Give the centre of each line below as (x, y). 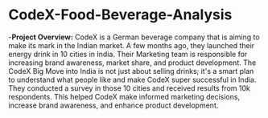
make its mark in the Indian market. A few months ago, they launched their (132, 45)
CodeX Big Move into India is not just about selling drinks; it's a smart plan (131, 71)
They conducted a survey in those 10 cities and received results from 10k (130, 88)
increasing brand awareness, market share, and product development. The (132, 63)
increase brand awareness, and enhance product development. (113, 105)
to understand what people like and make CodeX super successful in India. (132, 79)
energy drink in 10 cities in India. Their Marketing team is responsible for (128, 54)
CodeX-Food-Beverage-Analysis (120, 15)
